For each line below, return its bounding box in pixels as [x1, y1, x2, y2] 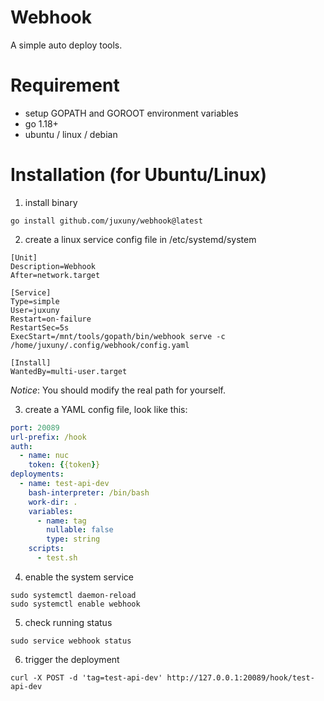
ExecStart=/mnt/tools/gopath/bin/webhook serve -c [10, 331, 226, 341]
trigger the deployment [24, 653, 120, 665]
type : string [46, 534, 101, 545]
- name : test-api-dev [19, 479, 110, 489]
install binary [24, 196, 78, 208]
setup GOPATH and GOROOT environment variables [24, 107, 239, 119]
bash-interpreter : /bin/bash [28, 487, 150, 498]
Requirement [10, 74, 120, 97]
